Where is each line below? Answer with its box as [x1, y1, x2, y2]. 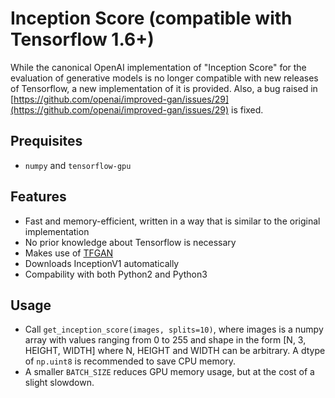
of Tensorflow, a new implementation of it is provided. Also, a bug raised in [10, 82, 318, 94]
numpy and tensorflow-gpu [24, 159, 132, 171]
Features [10, 188, 67, 206]
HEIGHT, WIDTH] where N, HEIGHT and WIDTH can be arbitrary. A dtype [24, 345, 326, 357]
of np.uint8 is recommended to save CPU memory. [24, 355, 236, 367]
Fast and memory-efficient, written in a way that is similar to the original [24, 215, 321, 227]
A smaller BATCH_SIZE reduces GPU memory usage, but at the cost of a [24, 366, 315, 378]
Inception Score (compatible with [10, 7, 293, 30]
